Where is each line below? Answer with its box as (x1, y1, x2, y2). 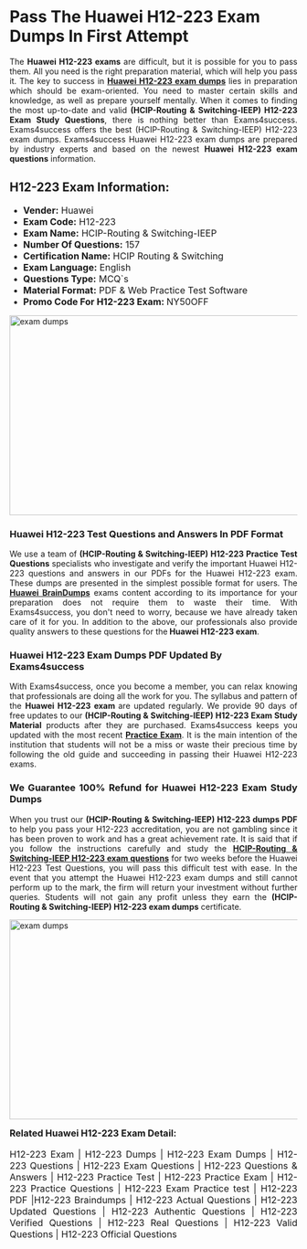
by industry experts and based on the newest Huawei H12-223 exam (9, 143, 299, 154)
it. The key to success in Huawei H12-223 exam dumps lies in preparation (9, 75, 299, 86)
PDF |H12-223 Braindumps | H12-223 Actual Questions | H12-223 (9, 1193, 298, 1206)
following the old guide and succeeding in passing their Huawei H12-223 (9, 749, 298, 760)
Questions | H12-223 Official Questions (9, 1227, 178, 1240)
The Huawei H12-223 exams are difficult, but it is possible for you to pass (9, 56, 298, 67)
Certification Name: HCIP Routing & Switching (22, 249, 224, 262)
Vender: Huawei (22, 204, 94, 217)
